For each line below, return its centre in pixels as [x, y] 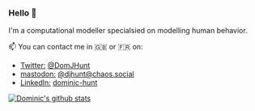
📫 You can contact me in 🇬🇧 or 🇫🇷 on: [76, 47]
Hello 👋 [23, 13]
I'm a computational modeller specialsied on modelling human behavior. [128, 31]
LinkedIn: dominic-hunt [59, 83]
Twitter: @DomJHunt [55, 66]
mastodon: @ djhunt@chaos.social [77, 74]
